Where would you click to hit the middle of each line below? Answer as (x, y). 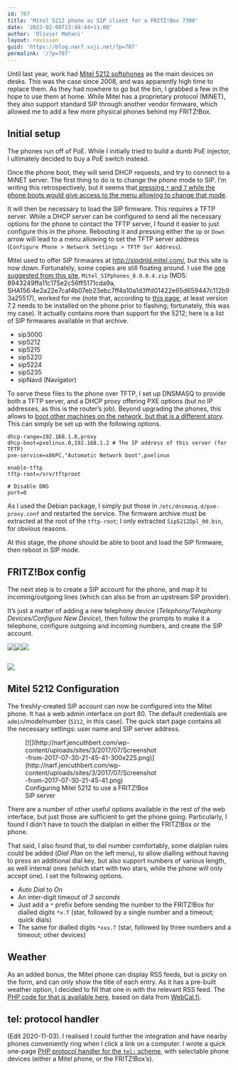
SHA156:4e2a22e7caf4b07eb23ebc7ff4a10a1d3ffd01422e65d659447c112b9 (118, 290)
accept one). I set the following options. (65, 875)
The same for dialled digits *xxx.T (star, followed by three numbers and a (124, 927)
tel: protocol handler (53, 1019)
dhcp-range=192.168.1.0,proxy (52, 437)
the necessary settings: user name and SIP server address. (94, 728)
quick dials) (34, 919)
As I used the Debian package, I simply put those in (82, 506)
